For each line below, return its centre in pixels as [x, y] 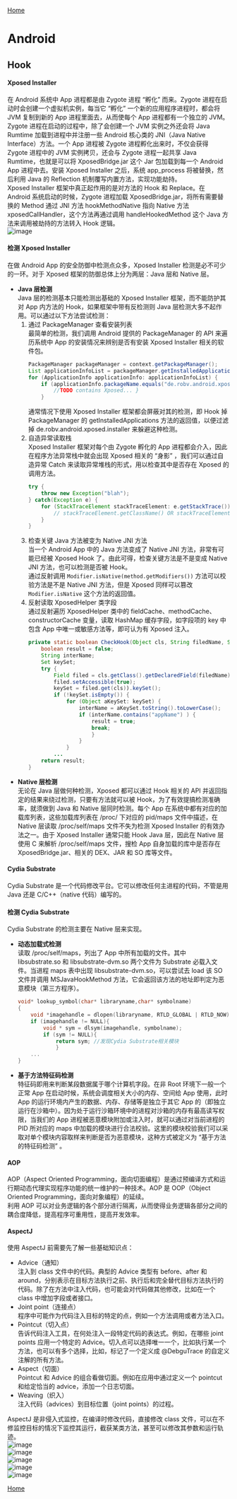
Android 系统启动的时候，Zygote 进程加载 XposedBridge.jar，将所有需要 [113, 197]
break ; [101, 728]
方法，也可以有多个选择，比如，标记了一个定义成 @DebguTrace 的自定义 [123, 1351]
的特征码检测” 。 [41, 1146]
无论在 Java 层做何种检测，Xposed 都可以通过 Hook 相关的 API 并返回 [119, 791]
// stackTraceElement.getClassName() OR [114, 513]
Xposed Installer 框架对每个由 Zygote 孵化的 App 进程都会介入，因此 [128, 447]
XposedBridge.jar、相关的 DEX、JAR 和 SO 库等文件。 [97, 852]
